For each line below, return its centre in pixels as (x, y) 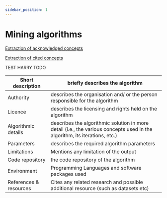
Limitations (20, 151)
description (27, 86)
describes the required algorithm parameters (103, 143)
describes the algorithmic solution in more (100, 123)
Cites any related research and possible (97, 182)
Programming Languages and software (96, 168)
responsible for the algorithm (84, 100)
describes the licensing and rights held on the (104, 108)
